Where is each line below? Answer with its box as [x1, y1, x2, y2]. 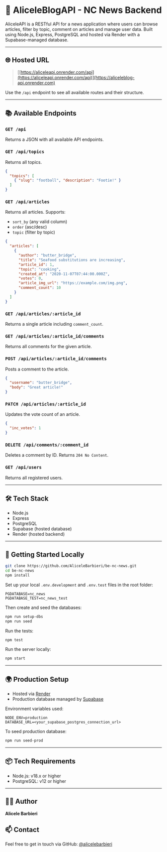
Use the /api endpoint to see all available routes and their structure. [5, 89, 144, 95]
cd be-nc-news [5, 568, 35, 573]
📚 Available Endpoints [5, 109, 77, 118]
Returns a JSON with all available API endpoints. [5, 136, 104, 142]
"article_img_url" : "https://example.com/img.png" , [18, 281, 128, 286]
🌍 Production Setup [5, 675, 69, 684]
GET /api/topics [5, 149, 45, 155]
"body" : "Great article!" [9, 385, 64, 390]
